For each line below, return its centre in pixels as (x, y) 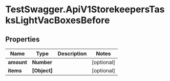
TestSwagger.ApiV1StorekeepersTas (85, 9)
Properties (23, 39)
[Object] (42, 70)
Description (72, 54)
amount (17, 62)
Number (42, 62)
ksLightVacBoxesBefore (58, 20)
